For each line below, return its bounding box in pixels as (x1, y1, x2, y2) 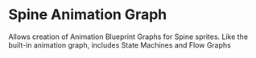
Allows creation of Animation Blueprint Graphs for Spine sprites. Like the (8, 32, 248, 41)
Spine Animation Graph (8, 6, 167, 24)
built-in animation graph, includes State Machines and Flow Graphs (8, 40, 231, 49)
